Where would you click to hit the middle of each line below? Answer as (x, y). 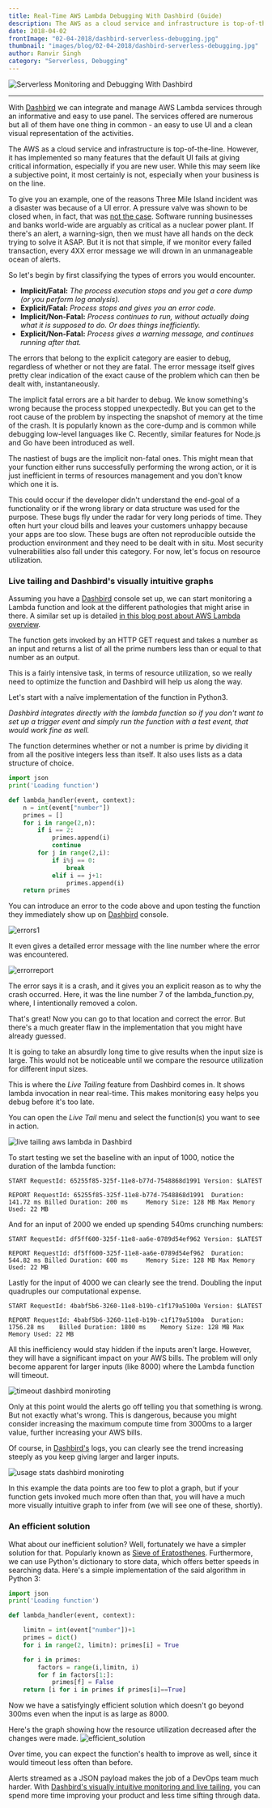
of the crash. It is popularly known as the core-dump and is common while (132, 425)
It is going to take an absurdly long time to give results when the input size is (136, 1052)
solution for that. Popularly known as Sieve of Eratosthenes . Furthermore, (131, 1553)
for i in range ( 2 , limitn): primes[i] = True (101, 1645)
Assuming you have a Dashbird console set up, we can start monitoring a (130, 599)
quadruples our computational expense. (75, 1291)
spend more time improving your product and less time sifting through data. (134, 1796)
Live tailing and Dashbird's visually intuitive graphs (111, 581)
